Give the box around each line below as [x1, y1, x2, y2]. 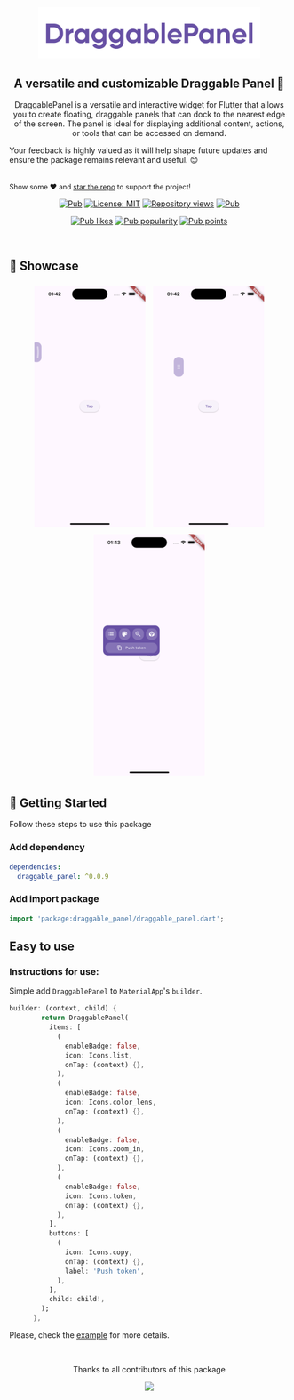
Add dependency [9, 841, 86, 854]
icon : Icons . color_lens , [65, 1098, 157, 1107]
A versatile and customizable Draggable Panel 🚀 [13, 76, 285, 91]
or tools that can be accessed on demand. [72, 128, 226, 138]
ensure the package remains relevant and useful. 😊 [9, 155, 199, 165]
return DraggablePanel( [41, 1013, 129, 1023]
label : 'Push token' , [65, 1267, 145, 1275]
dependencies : [9, 862, 62, 872]
